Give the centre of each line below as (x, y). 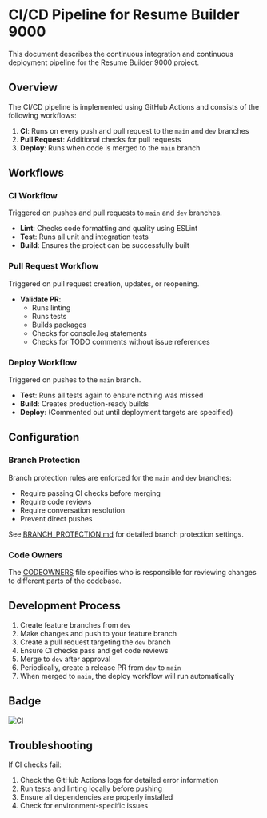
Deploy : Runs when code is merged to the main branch (110, 148)
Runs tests (49, 316)
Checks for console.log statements (90, 333)
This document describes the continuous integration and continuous (121, 54)
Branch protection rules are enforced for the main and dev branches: (120, 477)
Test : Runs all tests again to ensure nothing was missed (112, 395)
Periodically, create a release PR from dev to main (100, 667)
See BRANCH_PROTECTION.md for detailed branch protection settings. (126, 534)
